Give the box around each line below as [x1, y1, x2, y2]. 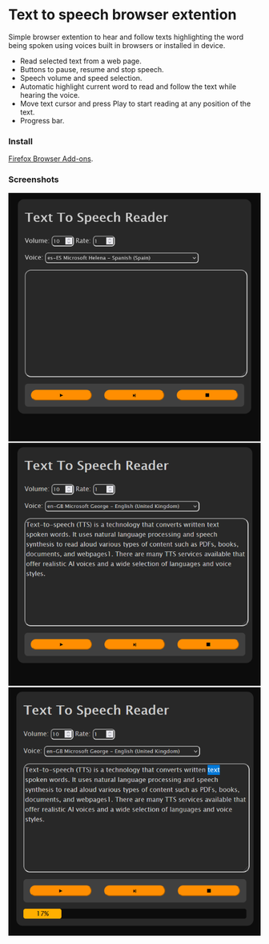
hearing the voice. [19, 90, 80, 99]
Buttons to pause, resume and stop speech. [19, 64, 164, 74]
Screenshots [8, 174, 59, 185]
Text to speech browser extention [8, 6, 237, 24]
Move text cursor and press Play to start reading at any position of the [19, 99, 251, 108]
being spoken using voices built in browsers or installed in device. [8, 40, 226, 50]
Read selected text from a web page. [19, 56, 143, 66]
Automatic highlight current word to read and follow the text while [19, 82, 237, 91]
